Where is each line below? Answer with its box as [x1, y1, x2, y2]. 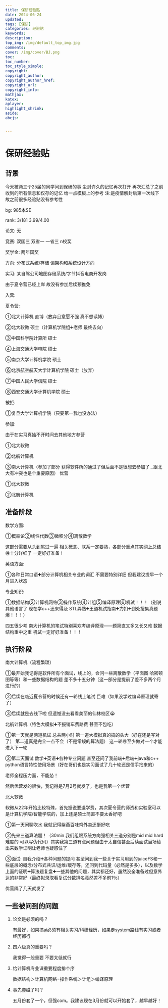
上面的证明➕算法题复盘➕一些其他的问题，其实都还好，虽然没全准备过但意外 [5, 869, 162, 875]
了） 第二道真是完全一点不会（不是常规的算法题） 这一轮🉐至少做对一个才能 [5, 738, 162, 744]
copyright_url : [5, 82, 37, 87]
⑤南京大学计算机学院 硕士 [5, 356, 62, 362]
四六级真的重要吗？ [12, 944, 53, 950]
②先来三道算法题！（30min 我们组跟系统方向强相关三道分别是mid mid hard [5, 832, 163, 839]
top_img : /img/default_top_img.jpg [5, 40, 80, 45]
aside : [5, 111, 19, 116]
